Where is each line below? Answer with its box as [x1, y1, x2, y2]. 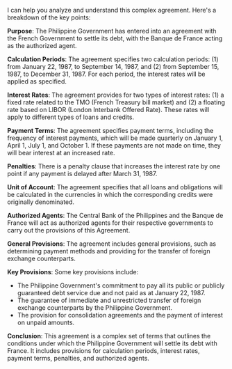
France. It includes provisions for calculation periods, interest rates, [7, 347, 200, 354]
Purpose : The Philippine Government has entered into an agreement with [7, 27, 217, 35]
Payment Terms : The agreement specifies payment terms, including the [7, 127, 214, 134]
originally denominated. [7, 198, 75, 206]
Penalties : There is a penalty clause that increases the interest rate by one [7, 162, 221, 170]
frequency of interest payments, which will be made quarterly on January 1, [7, 134, 224, 142]
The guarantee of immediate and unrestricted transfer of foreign [17, 296, 201, 304]
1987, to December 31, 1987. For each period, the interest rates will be [7, 70, 206, 78]
